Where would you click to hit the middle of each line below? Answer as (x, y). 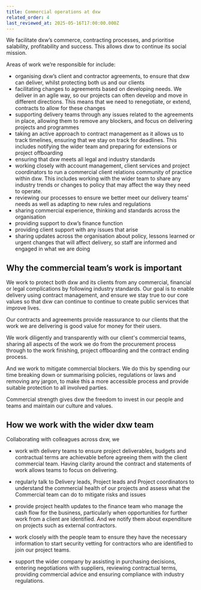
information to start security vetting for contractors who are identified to (104, 543)
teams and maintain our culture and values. (60, 406)
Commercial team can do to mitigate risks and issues (80, 495)
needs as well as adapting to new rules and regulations (83, 204)
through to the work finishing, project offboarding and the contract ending (97, 350)
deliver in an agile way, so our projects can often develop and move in (101, 95)
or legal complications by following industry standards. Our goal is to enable (100, 289)
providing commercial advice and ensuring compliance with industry (100, 574)
